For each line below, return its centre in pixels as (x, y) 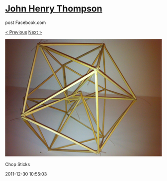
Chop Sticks (18, 165)
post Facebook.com (26, 22)
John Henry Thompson (54, 9)
